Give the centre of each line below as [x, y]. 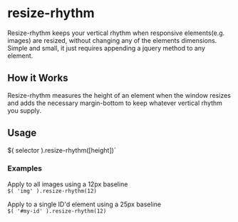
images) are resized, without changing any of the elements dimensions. [112, 40]
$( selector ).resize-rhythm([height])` [62, 150]
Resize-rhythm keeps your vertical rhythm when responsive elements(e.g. [116, 33]
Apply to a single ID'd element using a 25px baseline [84, 204]
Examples [25, 168]
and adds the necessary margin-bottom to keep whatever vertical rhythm [115, 103]
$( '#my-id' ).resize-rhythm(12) [57, 211]
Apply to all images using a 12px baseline [68, 184]
